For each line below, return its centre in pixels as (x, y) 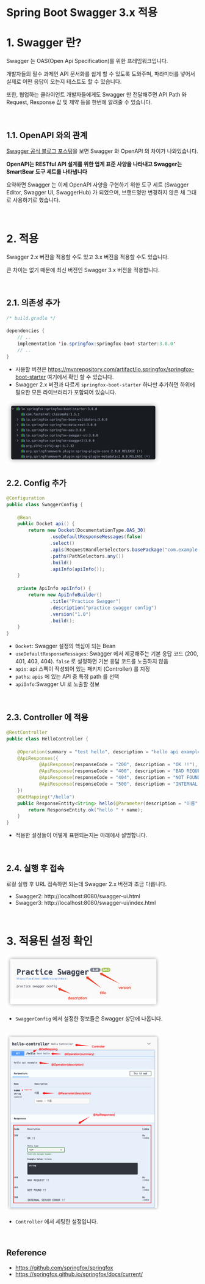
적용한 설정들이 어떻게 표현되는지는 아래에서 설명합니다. (81, 835)
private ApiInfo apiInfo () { (54, 588)
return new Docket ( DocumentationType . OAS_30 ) (87, 530)
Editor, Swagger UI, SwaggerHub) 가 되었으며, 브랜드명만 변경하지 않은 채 (96, 192)
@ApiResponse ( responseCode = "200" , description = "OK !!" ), (118, 765)
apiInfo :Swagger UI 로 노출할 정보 (57, 684)
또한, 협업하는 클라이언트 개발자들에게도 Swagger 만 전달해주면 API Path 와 (97, 95)
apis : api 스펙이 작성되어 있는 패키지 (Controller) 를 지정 (83, 669)
